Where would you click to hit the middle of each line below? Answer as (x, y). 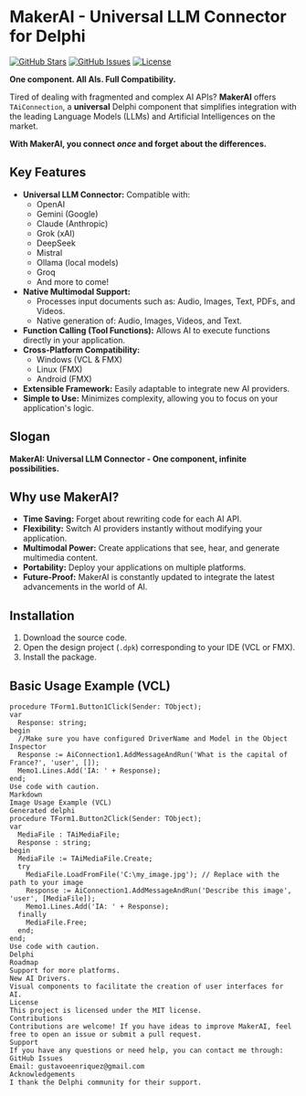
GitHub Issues (37, 1059)
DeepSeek (56, 243)
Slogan (30, 437)
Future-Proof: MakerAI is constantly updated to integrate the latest (149, 577)
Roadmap (24, 963)
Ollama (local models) (77, 262)
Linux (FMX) (59, 369)
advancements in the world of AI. (85, 587)
